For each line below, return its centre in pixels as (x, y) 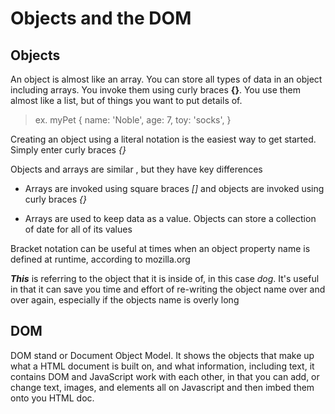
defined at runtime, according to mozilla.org (100, 259)
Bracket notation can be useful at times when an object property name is (160, 248)
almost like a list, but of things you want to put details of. (126, 100)
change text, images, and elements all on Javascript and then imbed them (162, 387)
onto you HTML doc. (52, 398)
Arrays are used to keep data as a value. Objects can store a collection (170, 218)
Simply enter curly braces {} (68, 150)
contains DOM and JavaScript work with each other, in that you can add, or (165, 376)
